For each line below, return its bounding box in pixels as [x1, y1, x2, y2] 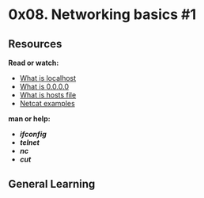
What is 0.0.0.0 [19, 82, 70, 91]
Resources [8, 37, 62, 51]
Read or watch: [8, 58, 59, 67]
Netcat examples [19, 99, 75, 108]
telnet [19, 138, 40, 147]
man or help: [8, 114, 51, 124]
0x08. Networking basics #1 [8, 6, 197, 24]
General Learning [8, 177, 96, 191]
